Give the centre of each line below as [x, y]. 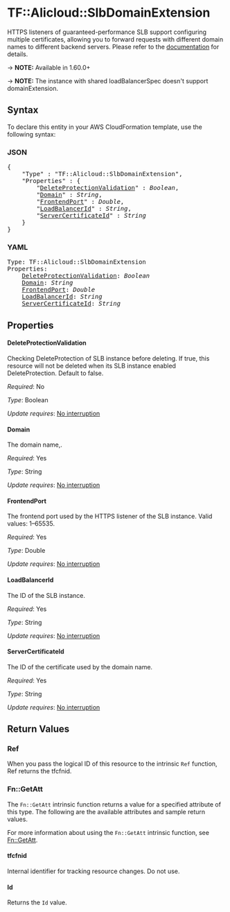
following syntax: [32, 134]
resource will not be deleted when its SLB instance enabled [92, 365]
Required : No [26, 386]
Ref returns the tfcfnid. [39, 771]
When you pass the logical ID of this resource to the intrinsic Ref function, [112, 764]
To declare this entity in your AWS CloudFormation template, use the [105, 127]
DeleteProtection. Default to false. [55, 373]
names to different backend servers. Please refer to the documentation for [113, 46]
